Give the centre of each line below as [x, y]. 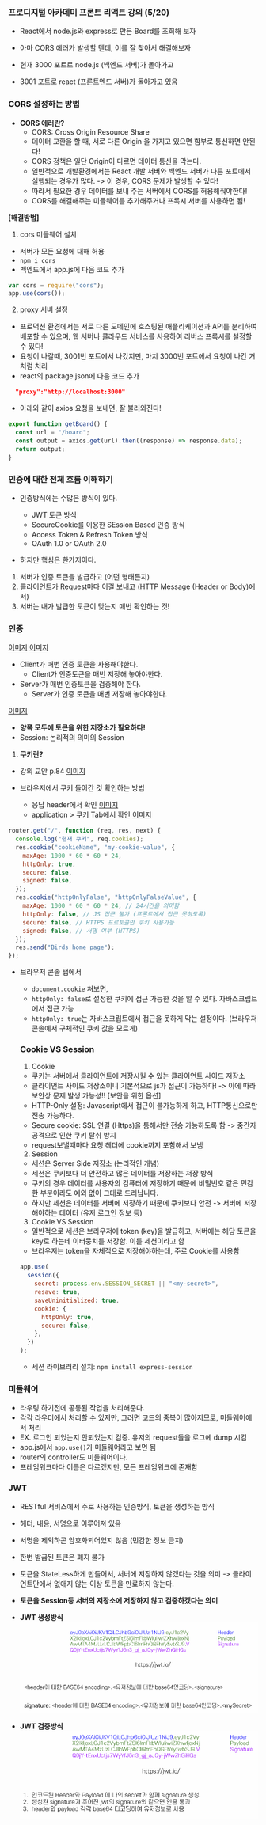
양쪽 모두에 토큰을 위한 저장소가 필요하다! [82, 728]
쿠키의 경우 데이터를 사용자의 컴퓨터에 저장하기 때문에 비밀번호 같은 [135, 1183]
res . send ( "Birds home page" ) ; [65, 947]
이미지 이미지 [28, 647]
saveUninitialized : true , [77, 1300]
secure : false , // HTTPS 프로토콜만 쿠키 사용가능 [99, 922]
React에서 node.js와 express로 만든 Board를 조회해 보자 [108, 31]
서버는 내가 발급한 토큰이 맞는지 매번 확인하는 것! [95, 606]
